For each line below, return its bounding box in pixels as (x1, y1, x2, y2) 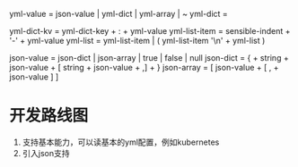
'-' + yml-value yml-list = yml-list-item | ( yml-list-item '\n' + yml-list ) (9, 36, 266, 46)
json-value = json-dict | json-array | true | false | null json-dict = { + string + (9, 53, 289, 63)
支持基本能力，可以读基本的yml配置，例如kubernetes (22, 137, 220, 147)
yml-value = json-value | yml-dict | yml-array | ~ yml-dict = (9, 9, 229, 19)
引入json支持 (22, 147, 70, 158)
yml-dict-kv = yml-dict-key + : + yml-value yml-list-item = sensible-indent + (9, 26, 291, 36)
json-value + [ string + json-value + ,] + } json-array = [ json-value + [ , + (9, 63, 280, 72)
